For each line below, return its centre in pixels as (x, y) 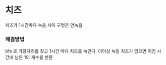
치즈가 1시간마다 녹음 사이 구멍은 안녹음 (44, 25)
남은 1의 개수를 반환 (34, 57)
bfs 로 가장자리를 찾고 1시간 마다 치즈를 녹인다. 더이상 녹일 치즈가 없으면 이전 (81, 51)
